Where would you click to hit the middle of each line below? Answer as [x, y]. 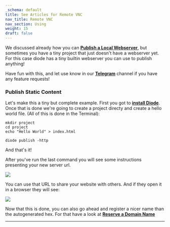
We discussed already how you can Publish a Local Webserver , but [76, 48]
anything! [15, 64]
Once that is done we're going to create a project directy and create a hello [83, 108]
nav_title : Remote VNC [29, 19]
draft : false [19, 33]
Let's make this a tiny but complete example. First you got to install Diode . [83, 103]
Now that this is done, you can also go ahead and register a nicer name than [85, 209]
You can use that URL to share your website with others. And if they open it [83, 184]
